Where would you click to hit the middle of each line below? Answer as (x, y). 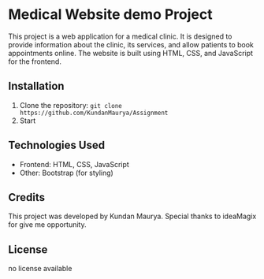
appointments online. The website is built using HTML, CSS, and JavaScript (131, 53)
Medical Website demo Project (110, 15)
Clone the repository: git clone (71, 105)
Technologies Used (56, 145)
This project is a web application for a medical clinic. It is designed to (120, 36)
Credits (27, 197)
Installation (36, 86)
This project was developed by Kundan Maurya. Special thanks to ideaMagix (132, 216)
